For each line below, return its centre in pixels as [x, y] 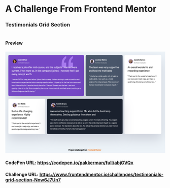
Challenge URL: [22, 175]
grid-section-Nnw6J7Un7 [33, 180]
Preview [14, 43]
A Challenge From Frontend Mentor [81, 9]
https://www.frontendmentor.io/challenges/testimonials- [101, 175]
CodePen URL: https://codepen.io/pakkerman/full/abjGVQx [69, 163]
